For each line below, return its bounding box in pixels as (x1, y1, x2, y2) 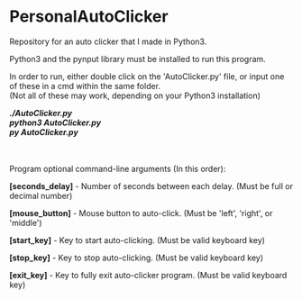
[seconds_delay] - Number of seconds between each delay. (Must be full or (9, 180, 293, 191)
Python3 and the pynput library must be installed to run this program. (9, 53, 266, 64)
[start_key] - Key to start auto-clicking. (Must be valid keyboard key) (9, 234, 266, 245)
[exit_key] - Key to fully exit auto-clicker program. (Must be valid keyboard (9, 269, 288, 280)
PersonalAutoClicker (9, 6, 169, 27)
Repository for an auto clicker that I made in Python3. (9, 36, 207, 47)
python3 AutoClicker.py (9, 117, 102, 128)
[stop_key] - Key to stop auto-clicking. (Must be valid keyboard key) (9, 252, 264, 263)
